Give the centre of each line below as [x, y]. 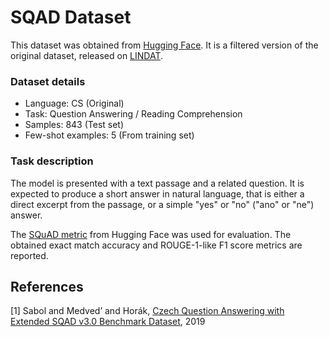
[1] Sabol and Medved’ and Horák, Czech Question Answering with [147, 311]
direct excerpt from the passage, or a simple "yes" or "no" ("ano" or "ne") [162, 204]
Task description [52, 161]
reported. [29, 255]
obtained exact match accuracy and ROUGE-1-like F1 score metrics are [156, 245]
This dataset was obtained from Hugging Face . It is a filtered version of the [164, 45]
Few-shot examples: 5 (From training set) [109, 135]
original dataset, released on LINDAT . [87, 55]
